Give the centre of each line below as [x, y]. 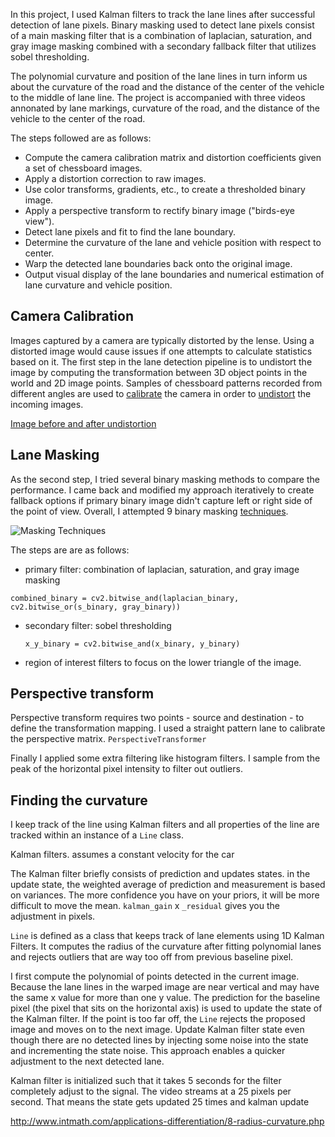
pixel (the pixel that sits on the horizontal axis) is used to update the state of [166, 1008]
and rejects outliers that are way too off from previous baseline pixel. [152, 957]
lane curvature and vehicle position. [98, 285]
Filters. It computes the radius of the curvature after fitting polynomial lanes [166, 946]
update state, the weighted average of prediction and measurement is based [168, 885]
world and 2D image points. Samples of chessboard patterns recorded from [166, 383]
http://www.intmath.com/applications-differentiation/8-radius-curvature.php [167, 1121]
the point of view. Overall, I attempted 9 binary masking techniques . [149, 511]
